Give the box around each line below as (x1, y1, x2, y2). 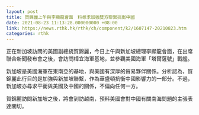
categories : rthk (6, 31, 49, 37)
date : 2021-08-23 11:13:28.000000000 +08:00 (6, 20, 118, 25)
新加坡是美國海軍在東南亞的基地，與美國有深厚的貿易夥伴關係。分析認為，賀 (6, 68, 193, 75)
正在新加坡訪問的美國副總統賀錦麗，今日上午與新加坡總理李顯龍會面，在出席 (6, 48, 193, 55)
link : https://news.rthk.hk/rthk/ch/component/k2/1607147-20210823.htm (6, 25, 187, 31)
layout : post (6, 8, 38, 15)
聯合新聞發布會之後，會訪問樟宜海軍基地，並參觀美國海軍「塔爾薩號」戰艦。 (6, 55, 193, 62)
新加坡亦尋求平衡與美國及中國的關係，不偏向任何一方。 (6, 82, 141, 90)
